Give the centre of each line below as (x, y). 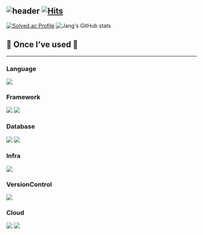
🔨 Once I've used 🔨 (42, 45)
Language (21, 69)
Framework (23, 97)
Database (21, 127)
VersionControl (29, 184)
